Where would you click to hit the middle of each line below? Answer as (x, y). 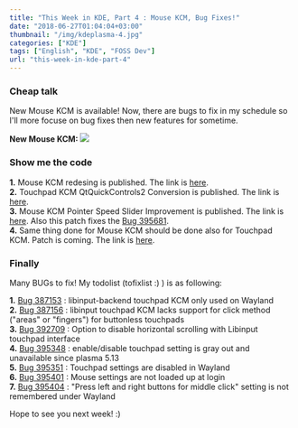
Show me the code (51, 163)
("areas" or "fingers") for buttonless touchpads (97, 319)
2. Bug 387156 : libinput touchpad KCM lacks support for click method (140, 310)
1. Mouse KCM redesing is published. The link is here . (109, 182)
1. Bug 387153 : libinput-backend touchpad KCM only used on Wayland (141, 300)
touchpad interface (45, 339)
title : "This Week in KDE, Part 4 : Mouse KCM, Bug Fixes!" (125, 18)
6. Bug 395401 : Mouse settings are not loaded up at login (117, 377)
